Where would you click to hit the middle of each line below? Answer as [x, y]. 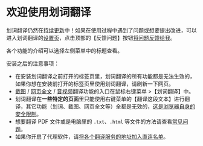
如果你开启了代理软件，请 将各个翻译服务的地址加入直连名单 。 [92, 136]
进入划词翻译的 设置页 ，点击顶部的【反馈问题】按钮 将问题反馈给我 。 [91, 37]
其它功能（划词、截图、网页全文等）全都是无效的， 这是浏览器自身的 [110, 106]
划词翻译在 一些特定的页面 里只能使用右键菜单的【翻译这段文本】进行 [100, 99]
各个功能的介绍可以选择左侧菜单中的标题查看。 [64, 50]
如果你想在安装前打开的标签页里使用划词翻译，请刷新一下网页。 [94, 84]
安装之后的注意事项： [33, 63]
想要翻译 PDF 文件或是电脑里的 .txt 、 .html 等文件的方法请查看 [94, 121]
